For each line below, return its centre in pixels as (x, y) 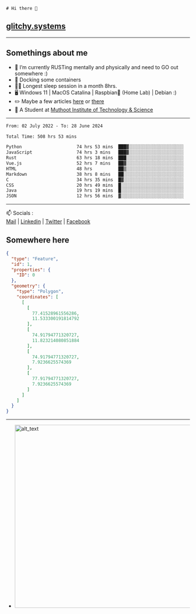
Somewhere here (38, 240)
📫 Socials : (20, 213)
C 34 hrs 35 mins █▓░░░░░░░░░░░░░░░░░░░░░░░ (95, 180)
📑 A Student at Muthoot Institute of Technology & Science (84, 110)
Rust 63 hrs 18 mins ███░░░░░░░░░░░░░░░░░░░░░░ (95, 158)
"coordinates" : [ (38, 297)
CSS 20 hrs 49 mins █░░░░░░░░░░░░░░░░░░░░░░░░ (95, 185)
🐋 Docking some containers (48, 80)
